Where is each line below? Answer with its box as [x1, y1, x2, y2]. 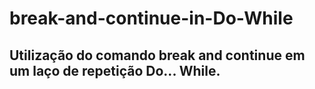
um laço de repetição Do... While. [9, 62, 221, 79]
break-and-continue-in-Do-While [9, 7, 294, 30]
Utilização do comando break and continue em [9, 47, 306, 64]
